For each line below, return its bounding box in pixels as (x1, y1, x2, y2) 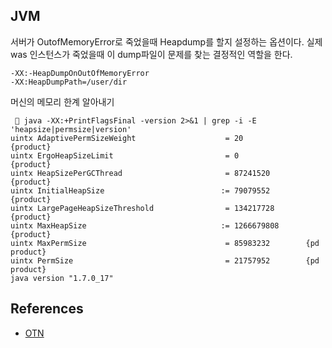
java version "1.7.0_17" (10, 273, 114, 283)
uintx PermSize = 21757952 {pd (10, 255, 320, 266)
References (10, 300, 84, 318)
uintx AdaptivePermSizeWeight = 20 (10, 133, 244, 143)
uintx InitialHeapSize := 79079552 (10, 185, 271, 196)
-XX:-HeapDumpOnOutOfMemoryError (10, 68, 150, 78)
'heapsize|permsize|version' (10, 124, 132, 134)
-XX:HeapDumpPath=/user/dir (10, 77, 128, 87)
